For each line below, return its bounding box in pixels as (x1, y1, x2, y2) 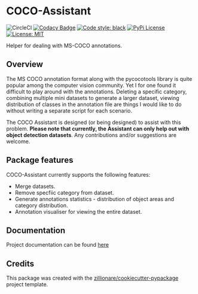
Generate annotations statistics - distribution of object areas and (14, 195, 175, 202)
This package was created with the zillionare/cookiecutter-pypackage (6, 274, 179, 282)
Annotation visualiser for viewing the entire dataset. (14, 208, 142, 215)
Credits (6, 259, 35, 269)
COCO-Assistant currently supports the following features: (6, 171, 151, 178)
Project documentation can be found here (6, 241, 109, 248)
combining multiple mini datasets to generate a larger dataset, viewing (6, 94, 179, 101)
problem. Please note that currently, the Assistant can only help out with (6, 125, 190, 132)
